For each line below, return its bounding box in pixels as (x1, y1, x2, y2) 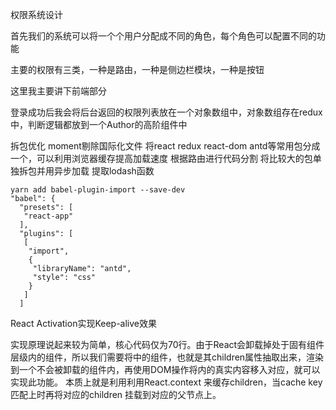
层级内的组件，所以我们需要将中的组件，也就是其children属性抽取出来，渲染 (10, 351, 325, 363)
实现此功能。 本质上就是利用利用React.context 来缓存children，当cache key (10, 376, 323, 388)
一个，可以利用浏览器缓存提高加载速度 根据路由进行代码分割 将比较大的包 (10, 153, 313, 164)
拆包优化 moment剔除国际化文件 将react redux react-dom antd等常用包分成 (10, 140, 321, 152)
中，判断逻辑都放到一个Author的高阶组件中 (10, 119, 188, 130)
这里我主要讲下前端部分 (10, 85, 107, 97)
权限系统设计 (10, 9, 63, 20)
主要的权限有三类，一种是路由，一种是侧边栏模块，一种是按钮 (10, 64, 265, 75)
